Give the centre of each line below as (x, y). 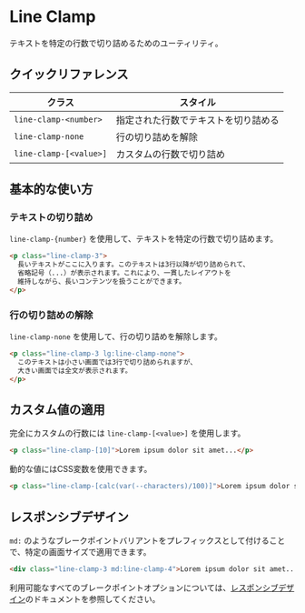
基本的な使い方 (51, 190)
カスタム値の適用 (57, 410)
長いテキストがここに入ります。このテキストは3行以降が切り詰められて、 (133, 265)
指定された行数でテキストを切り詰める (197, 120)
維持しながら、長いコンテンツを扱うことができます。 (102, 282)
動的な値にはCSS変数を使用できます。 (81, 469)
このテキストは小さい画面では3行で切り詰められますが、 (108, 362)
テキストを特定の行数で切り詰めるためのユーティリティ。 (116, 43)
